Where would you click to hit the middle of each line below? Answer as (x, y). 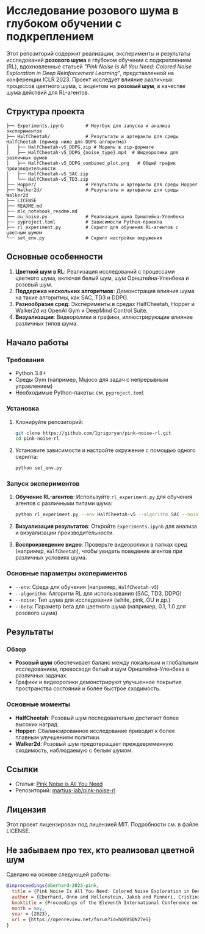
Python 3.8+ (31, 373)
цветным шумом (24, 233)
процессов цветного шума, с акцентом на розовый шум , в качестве (96, 86)
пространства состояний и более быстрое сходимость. (88, 688)
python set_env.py (38, 468)
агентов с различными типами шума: (64, 503)
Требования (25, 360)
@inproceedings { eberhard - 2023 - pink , (53, 886)
